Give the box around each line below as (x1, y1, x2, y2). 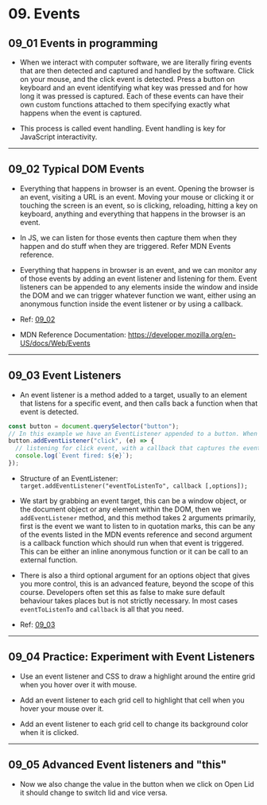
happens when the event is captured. (19, 108, 142, 118)
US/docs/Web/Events (19, 338, 91, 348)
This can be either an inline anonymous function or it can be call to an (19, 546, 249, 556)
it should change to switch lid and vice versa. (19, 787, 168, 797)
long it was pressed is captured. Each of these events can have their (19, 91, 244, 100)
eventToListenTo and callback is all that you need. (19, 604, 184, 613)
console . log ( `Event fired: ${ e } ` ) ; (15, 452, 133, 460)
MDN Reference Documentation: (19, 329, 127, 339)
